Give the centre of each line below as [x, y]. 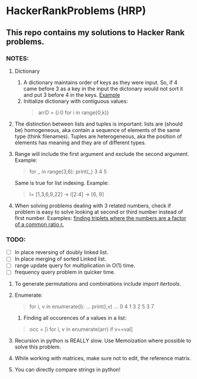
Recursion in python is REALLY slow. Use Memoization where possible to [103, 341]
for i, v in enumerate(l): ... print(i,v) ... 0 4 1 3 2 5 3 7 [92, 307]
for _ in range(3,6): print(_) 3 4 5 [68, 171]
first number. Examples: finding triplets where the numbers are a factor [100, 218]
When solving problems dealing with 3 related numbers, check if [93, 205]
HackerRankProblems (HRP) [76, 11]
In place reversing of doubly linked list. [61, 252]
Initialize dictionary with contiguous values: [76, 101]
